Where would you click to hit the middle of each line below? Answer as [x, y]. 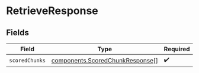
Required [177, 49]
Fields [18, 33]
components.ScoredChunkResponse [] [105, 60]
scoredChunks [28, 60]
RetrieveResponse [52, 11]
